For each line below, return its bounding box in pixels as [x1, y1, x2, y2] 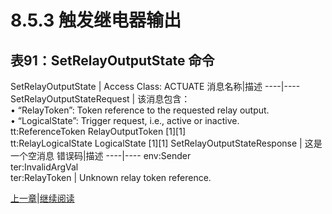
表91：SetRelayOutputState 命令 [10, 52, 215, 69]
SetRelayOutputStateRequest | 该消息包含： [10, 93, 191, 105]
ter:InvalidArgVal [10, 161, 79, 173]
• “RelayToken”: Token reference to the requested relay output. [10, 104, 270, 116]
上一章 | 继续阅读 [10, 192, 75, 204]
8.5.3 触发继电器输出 [10, 9, 182, 32]
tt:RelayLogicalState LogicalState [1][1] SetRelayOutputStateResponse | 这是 [10, 137, 323, 149]
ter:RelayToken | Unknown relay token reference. [10, 172, 212, 183]
